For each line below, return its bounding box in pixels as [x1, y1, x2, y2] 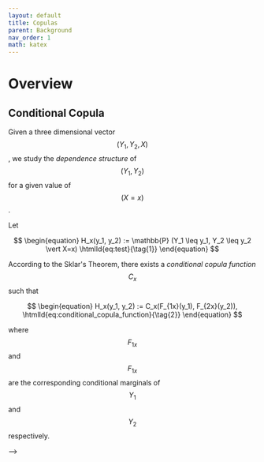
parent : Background [8, 26, 73, 34]
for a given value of [8, 180, 72, 190]
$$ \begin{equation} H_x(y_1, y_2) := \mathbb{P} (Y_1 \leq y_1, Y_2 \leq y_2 [13, 235, 252, 245]
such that [8, 286, 39, 295]
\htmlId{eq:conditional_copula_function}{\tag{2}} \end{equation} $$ [22, 310, 243, 319]
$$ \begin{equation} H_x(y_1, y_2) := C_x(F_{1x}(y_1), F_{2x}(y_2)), [27, 301, 238, 310]
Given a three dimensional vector [8, 127, 116, 137]
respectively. [8, 431, 50, 441]
